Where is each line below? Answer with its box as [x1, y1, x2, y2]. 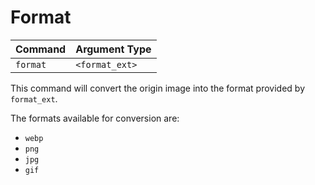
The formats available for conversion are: [10, 112, 180, 124]
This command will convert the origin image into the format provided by [10, 82, 306, 94]
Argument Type [75, 42, 152, 56]
